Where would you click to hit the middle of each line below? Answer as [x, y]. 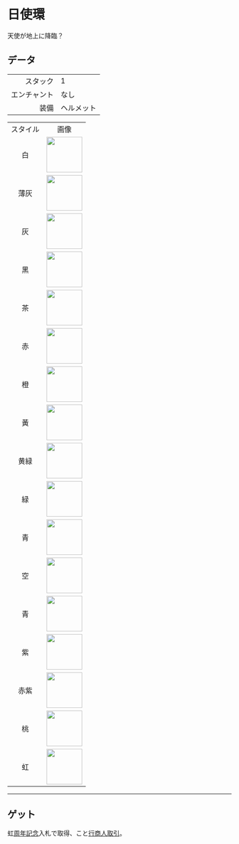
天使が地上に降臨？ [36, 36]
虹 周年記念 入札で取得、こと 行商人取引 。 [67, 833]
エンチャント [32, 95]
